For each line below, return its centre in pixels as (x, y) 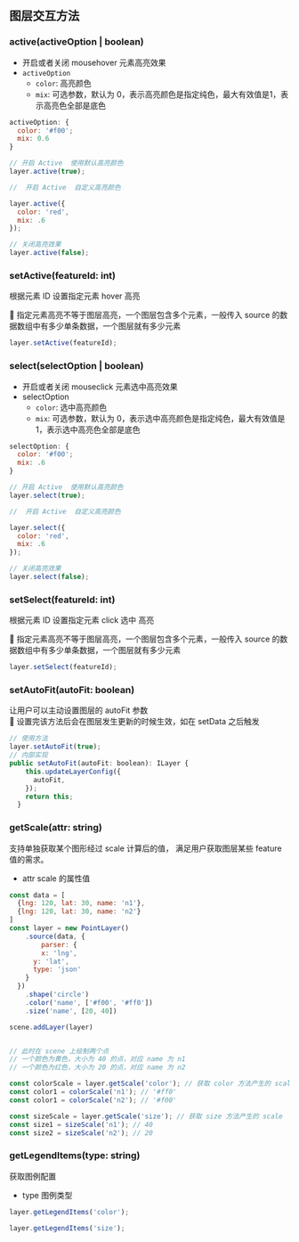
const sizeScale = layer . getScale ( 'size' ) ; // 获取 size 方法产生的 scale (146, 1116)
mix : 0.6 (33, 139)
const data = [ (37, 895)
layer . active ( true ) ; (48, 172)
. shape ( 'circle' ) (57, 995)
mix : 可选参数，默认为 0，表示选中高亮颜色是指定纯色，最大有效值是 (160, 418)
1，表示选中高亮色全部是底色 (88, 429)
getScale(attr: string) (56, 828)
